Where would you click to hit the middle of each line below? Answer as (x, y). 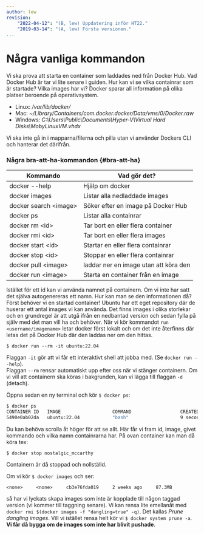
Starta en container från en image (131, 275)
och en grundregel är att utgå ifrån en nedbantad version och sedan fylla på (101, 316)
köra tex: (17, 442)
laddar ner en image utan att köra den (137, 265)
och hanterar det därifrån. (39, 145)
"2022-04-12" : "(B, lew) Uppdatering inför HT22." (83, 23)
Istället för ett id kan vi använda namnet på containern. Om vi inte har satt (98, 290)
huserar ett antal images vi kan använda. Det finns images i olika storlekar (99, 309)
